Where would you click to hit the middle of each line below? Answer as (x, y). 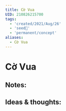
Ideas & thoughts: (33, 102)
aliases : (14, 38)
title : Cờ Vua (20, 10)
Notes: (16, 85)
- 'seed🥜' (20, 28)
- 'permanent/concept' (33, 33)
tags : (11, 19)
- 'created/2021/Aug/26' (35, 24)
